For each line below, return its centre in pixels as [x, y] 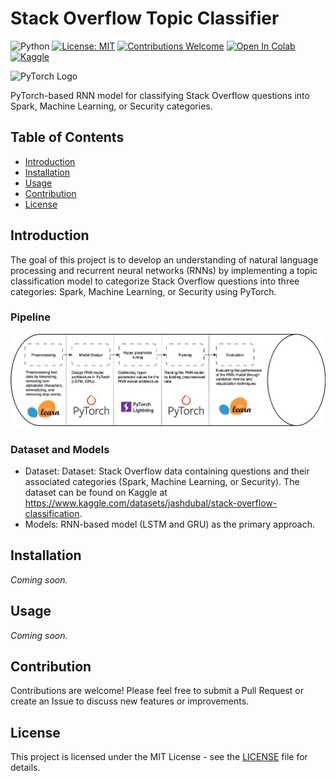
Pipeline [30, 317]
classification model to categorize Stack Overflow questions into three [155, 281]
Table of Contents [67, 137]
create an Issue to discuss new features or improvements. [130, 701]
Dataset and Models [60, 449]
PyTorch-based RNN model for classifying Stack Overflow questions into [160, 95]
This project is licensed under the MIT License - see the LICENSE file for [159, 757]
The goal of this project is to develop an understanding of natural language [164, 259]
